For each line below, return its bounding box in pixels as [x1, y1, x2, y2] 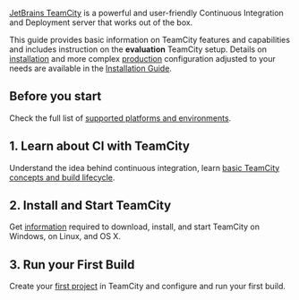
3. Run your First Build [9, 257, 135, 272]
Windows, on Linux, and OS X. [9, 231, 121, 242]
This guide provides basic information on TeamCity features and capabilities [9, 35, 291, 45]
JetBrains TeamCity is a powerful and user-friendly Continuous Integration [9, 8, 284, 18]
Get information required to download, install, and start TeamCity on [9, 221, 261, 232]
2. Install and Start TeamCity [9, 198, 172, 213]
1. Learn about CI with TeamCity [9, 139, 191, 154]
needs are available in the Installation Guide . [9, 63, 173, 73]
